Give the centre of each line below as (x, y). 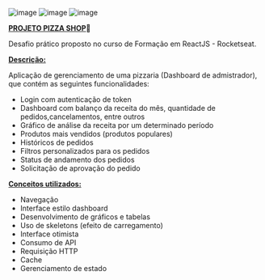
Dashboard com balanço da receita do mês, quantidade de (118, 108)
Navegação (39, 199)
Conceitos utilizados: (45, 184)
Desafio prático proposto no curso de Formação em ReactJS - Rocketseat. (132, 44)
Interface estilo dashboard (64, 208)
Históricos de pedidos (57, 142)
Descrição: (27, 59)
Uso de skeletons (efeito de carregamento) (92, 225)
